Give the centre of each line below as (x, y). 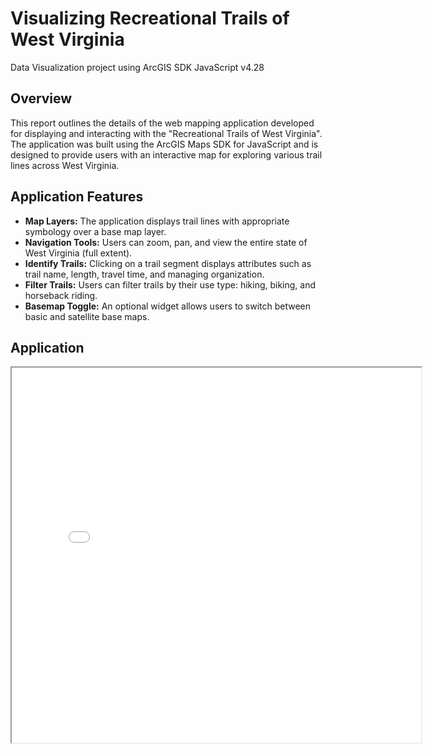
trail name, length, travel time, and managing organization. (144, 274)
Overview (41, 98)
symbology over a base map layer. (95, 231)
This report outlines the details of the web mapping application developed (162, 123)
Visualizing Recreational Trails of (150, 18)
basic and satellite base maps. (87, 316)
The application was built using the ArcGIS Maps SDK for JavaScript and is (164, 144)
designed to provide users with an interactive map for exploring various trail (166, 154)
